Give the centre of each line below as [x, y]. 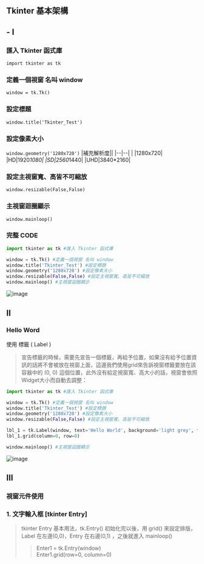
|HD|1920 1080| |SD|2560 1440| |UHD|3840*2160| [68, 159]
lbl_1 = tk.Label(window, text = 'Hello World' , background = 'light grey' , [100, 431]
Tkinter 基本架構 [37, 11]
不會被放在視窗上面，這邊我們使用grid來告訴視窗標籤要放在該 [119, 364]
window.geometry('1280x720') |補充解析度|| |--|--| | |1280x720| [84, 153]
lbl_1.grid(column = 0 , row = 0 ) [43, 436]
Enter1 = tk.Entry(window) [69, 548]
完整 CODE [22, 235]
